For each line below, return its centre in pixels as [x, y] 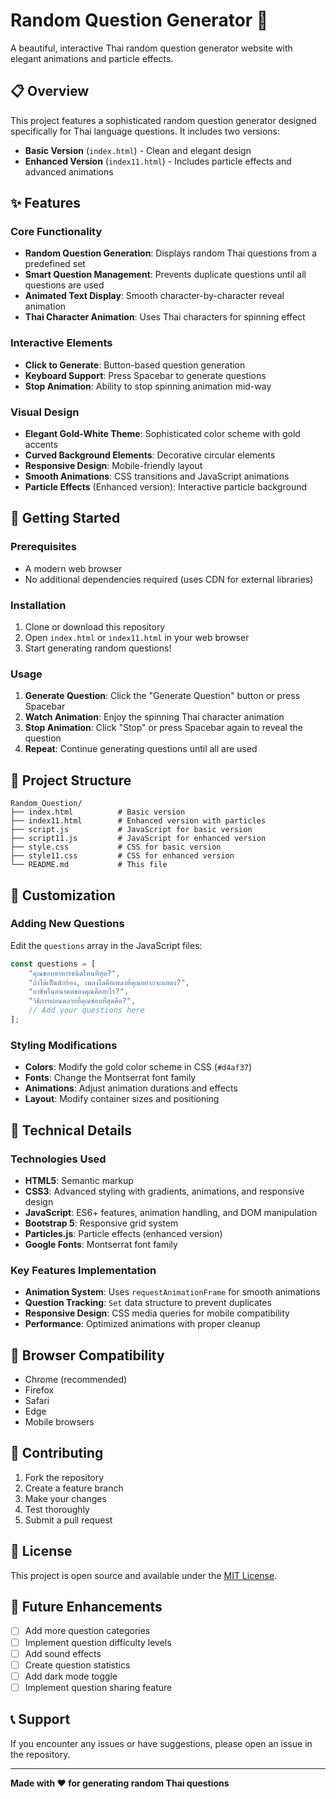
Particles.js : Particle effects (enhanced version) [123, 1233]
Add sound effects [63, 1653]
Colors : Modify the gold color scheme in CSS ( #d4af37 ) [138, 1067]
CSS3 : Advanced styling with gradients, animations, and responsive [164, 1191]
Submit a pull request [68, 1520]
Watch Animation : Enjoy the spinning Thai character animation [154, 717]
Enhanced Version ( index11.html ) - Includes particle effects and [158, 161]
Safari [37, 1401]
